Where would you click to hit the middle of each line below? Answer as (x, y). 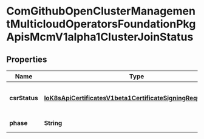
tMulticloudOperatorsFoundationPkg (101, 24)
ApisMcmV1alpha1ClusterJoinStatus (100, 37)
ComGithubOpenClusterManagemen (101, 11)
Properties (27, 59)
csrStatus (24, 98)
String (53, 123)
